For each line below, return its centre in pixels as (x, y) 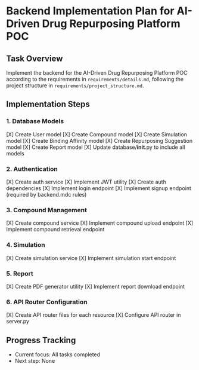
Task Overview (35, 58)
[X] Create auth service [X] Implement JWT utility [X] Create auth (86, 182)
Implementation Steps (48, 104)
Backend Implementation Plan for (90, 11)
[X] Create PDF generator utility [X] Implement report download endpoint (96, 286)
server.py (18, 322)
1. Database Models (35, 121)
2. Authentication (32, 169)
